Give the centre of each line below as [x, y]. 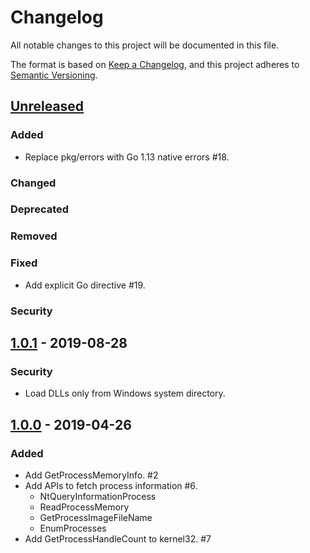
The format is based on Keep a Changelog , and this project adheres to [155, 64]
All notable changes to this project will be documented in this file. [145, 45]
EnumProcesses [73, 528]
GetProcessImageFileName [96, 517]
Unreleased [47, 106]
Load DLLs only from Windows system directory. [125, 393]
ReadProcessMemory [84, 507]
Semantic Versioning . [54, 75]
